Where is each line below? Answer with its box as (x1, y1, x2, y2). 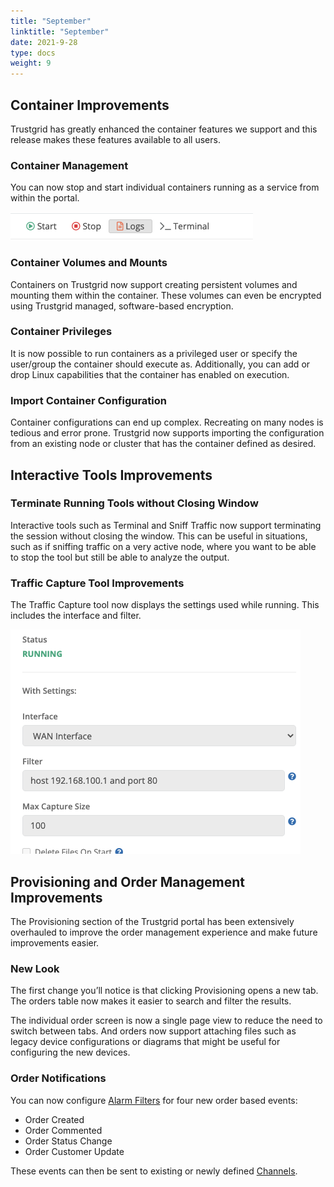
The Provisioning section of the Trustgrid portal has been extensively (10, 915, 295, 927)
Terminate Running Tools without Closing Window (10, 496, 259, 510)
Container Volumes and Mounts (10, 256, 168, 270)
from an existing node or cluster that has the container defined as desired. (10, 438, 317, 450)
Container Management (10, 158, 129, 172)
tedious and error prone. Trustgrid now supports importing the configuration (10, 427, 325, 439)
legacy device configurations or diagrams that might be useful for (10, 1036, 281, 1048)
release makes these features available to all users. (10, 133, 221, 145)
